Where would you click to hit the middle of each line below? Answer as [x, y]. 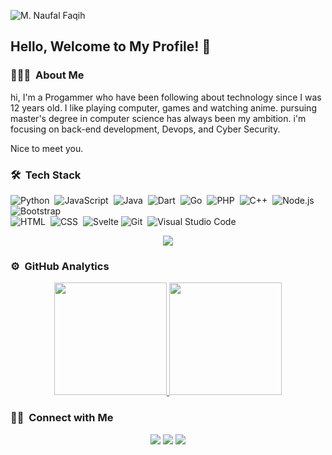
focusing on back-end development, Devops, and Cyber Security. [145, 129]
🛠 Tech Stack [46, 175]
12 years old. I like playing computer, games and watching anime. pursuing [163, 107]
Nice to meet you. [47, 148]
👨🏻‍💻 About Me [47, 75]
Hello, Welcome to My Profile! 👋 [111, 46]
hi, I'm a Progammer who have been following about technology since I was [166, 97]
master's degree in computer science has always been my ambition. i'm [158, 118]
